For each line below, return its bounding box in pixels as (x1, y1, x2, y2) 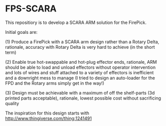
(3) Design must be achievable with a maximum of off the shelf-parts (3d (5, 90, 155, 96)
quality (5, 100, 19, 106)
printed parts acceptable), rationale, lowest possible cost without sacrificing (5, 95, 161, 101)
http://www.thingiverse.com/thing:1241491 (5, 115, 92, 121)
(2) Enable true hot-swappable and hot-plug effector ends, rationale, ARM (5, 59, 157, 65)
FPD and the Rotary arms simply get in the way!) (5, 80, 105, 86)
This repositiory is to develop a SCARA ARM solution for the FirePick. (5, 19, 147, 25)
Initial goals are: (5, 29, 38, 35)
